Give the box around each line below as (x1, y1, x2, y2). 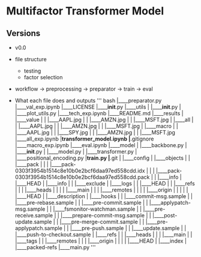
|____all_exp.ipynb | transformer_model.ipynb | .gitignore (14, 135, 154, 142)
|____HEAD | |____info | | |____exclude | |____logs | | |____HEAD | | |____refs (14, 180, 195, 187)
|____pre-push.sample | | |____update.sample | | (70, 225, 187, 232)
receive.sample (14, 212, 53, 219)
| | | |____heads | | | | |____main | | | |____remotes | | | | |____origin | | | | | (14, 186, 188, 193)
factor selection (23, 74, 63, 80)
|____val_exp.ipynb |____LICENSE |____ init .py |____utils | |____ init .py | (14, 103, 181, 110)
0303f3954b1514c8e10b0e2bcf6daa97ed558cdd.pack (14, 174, 150, 181)
